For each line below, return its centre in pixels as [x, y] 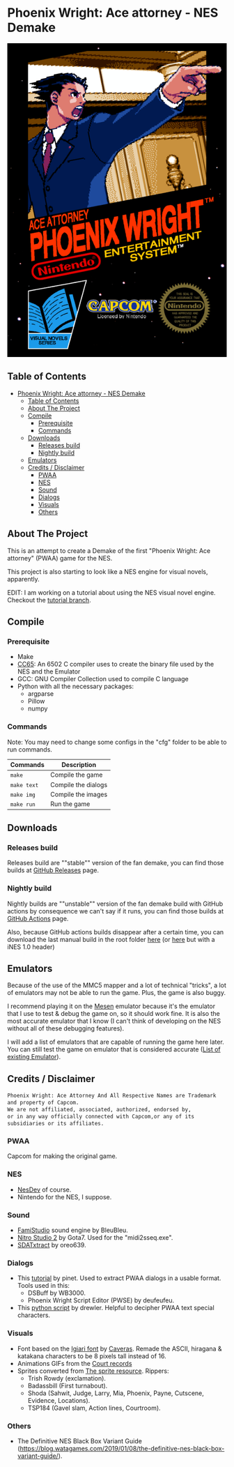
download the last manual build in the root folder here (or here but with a [111, 939]
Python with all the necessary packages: [76, 686]
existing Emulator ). [34, 1057]
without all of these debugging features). [65, 1028]
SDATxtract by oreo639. [52, 1245]
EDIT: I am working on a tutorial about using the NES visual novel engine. [111, 592]
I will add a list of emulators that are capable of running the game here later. [116, 1042]
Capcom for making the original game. [62, 1156]
